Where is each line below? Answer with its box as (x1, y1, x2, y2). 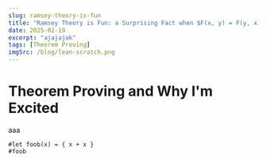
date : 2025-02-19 (8, 26, 66, 34)
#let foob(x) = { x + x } (8, 140, 94, 149)
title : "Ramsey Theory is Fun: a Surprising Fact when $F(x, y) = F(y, (8, 19, 250, 27)
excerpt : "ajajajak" (8, 33, 77, 42)
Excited (8, 100, 60, 117)
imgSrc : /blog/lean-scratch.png (8, 48, 115, 56)
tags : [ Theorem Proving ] (8, 41, 91, 49)
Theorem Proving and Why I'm (8, 82, 213, 100)
